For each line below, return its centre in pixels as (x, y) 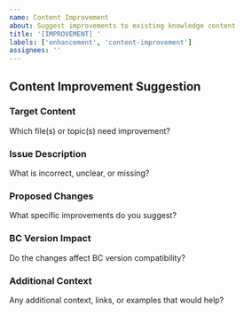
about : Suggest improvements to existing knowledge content (123, 26)
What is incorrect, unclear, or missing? (79, 173)
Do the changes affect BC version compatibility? (98, 257)
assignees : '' (35, 51)
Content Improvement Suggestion (105, 86)
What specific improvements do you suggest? (93, 216)
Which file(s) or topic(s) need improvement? (90, 130)
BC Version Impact (50, 239)
